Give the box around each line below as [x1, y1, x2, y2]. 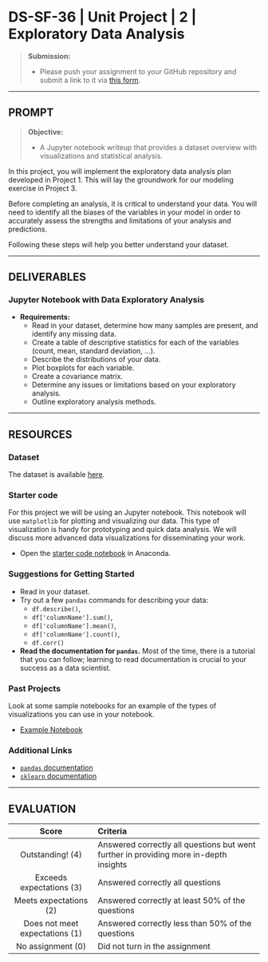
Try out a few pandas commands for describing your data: [19, 595, 209, 605]
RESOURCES [8, 428, 73, 441]
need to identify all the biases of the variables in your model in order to [8, 207, 241, 217]
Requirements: [19, 312, 70, 322]
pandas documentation [19, 763, 93, 773]
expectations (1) [19, 928, 82, 939]
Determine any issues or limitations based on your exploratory [31, 380, 237, 390]
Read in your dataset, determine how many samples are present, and [31, 321, 258, 330]
